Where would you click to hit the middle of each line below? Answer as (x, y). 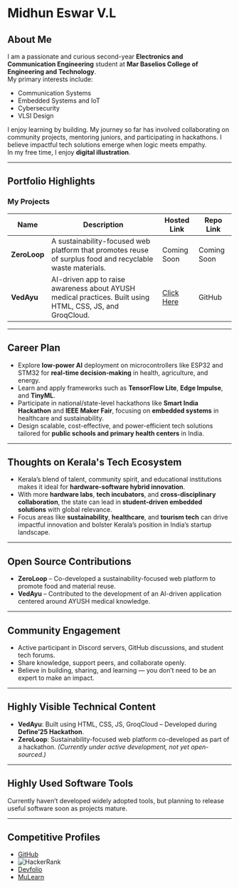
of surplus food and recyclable (102, 259)
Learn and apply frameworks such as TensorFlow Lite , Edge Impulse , (120, 388)
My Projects (28, 202)
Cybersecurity (39, 108)
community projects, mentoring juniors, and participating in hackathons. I (115, 137)
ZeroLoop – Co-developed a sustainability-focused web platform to (116, 579)
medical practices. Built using (100, 297)
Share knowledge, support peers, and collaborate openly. (102, 662)
